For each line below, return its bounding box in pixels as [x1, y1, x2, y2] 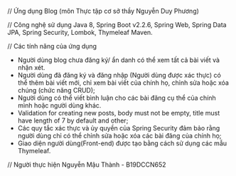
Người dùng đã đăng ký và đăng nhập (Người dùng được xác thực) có [17, 71, 222, 79]
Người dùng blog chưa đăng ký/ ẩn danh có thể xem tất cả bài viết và [17, 56, 220, 64]
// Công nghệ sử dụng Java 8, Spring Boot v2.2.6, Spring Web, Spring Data [7, 21, 227, 29]
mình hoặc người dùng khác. [17, 101, 102, 110]
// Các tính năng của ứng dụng [7, 42, 97, 50]
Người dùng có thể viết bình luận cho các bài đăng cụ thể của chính [17, 93, 217, 102]
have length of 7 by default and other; [17, 116, 129, 125]
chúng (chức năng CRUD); [17, 86, 95, 94]
